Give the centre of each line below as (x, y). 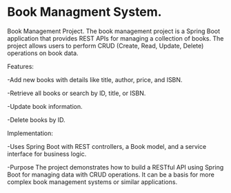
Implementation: (30, 133)
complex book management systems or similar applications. (92, 182)
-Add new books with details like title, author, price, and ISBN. (95, 79)
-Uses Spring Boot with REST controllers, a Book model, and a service (107, 146)
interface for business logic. (47, 154)
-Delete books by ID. (36, 120)
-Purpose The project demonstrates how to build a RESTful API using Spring (115, 167)
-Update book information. (45, 106)
